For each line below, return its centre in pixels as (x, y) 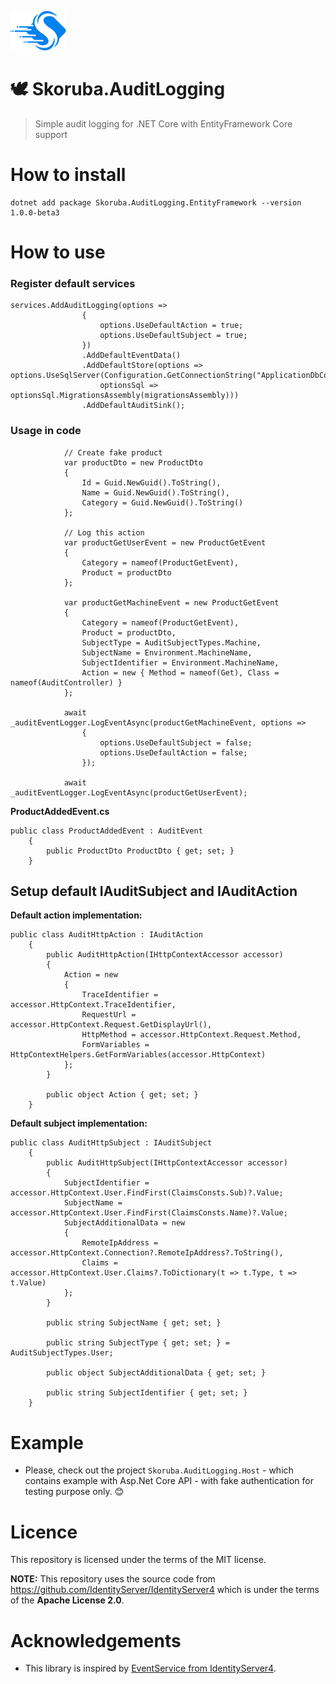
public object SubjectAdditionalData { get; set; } (156, 1373)
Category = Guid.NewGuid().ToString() (162, 502)
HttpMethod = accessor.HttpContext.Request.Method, (191, 1035)
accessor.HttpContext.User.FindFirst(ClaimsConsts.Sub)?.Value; (147, 1193)
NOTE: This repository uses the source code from (113, 1579)
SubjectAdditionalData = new (124, 1223)
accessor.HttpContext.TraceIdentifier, (93, 1005)
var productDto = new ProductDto (133, 462)
